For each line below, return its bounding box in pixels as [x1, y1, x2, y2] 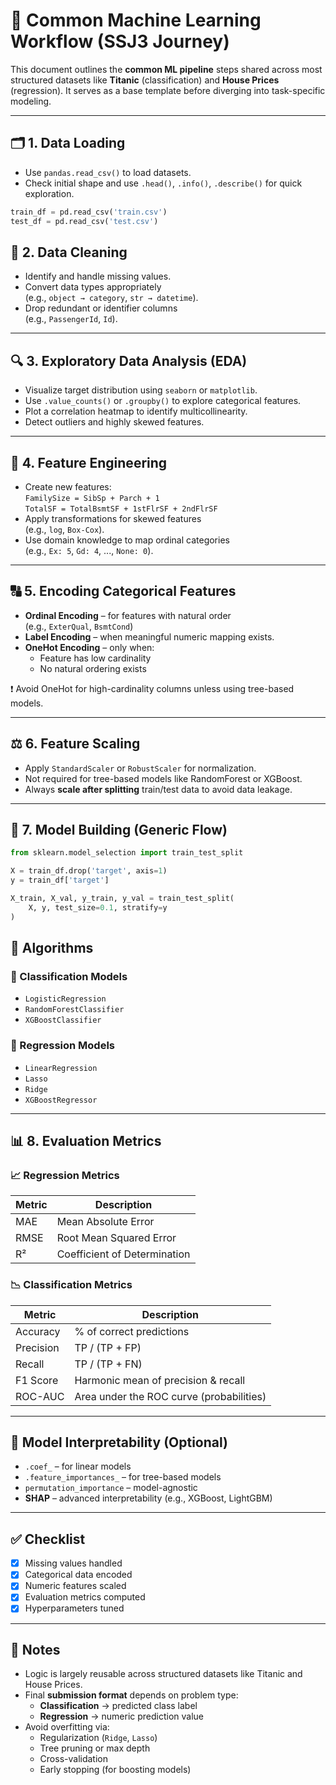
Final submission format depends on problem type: [24, 1689, 239, 1701]
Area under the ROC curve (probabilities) [74, 1389, 267, 1403]
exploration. [24, 187, 75, 199]
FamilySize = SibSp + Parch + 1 [24, 493, 160, 503]
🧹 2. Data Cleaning [10, 244, 128, 261]
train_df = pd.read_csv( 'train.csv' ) [10, 207, 168, 217]
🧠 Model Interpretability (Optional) [10, 1434, 228, 1451]
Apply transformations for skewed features [24, 512, 202, 524]
